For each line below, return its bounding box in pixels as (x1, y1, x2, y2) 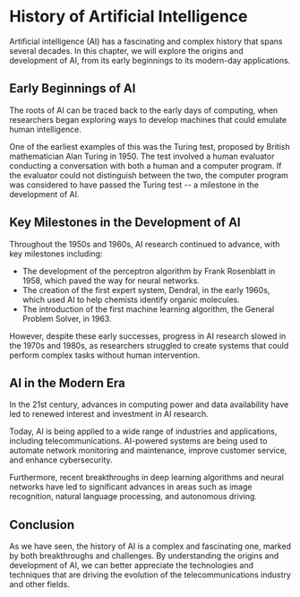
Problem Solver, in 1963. (21, 313, 112, 324)
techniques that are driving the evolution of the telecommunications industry (9, 569, 291, 580)
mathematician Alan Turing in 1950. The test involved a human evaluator (9, 151, 275, 161)
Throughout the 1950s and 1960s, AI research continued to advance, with (9, 238, 280, 249)
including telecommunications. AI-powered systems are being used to (9, 436, 268, 446)
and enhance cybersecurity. (9, 454, 114, 465)
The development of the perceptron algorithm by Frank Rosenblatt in (21, 265, 276, 276)
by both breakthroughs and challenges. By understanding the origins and (9, 550, 279, 561)
